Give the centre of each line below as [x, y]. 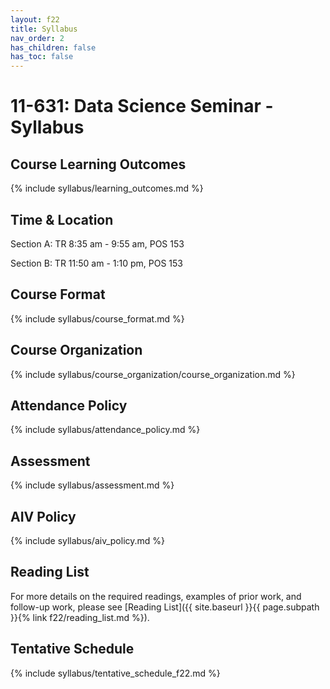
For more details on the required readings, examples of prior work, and [156, 596]
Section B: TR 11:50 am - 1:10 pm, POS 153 [96, 263]
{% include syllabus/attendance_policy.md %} [105, 430]
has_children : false [53, 47]
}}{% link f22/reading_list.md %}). [80, 617]
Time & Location [62, 219]
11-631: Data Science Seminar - [142, 106]
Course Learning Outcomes [98, 164]
